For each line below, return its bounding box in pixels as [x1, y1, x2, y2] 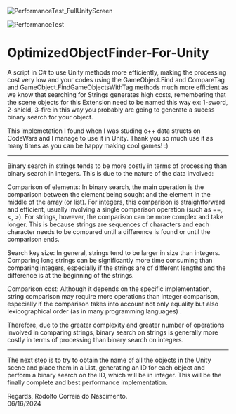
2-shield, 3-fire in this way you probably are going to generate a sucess [7, 105, 215, 114]
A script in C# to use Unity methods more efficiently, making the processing [7, 67, 227, 77]
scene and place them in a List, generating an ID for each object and [7, 363, 205, 372]
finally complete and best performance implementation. [7, 378, 168, 387]
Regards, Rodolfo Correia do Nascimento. [7, 392, 128, 400]
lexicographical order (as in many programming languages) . [7, 306, 183, 316]
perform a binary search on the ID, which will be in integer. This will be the [7, 370, 222, 379]
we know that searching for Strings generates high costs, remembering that [7, 90, 226, 98]
